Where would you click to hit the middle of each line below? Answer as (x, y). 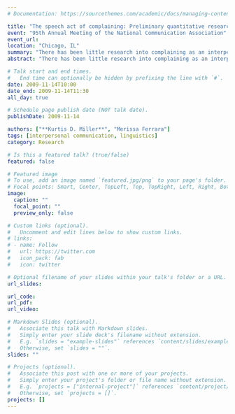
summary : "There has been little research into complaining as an (106, 52)
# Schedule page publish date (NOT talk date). (78, 110)
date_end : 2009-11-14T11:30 (48, 91)
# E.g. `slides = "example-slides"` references (81, 341)
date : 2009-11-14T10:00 (42, 85)
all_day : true (28, 98)
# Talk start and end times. (50, 71)
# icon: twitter (34, 264)
